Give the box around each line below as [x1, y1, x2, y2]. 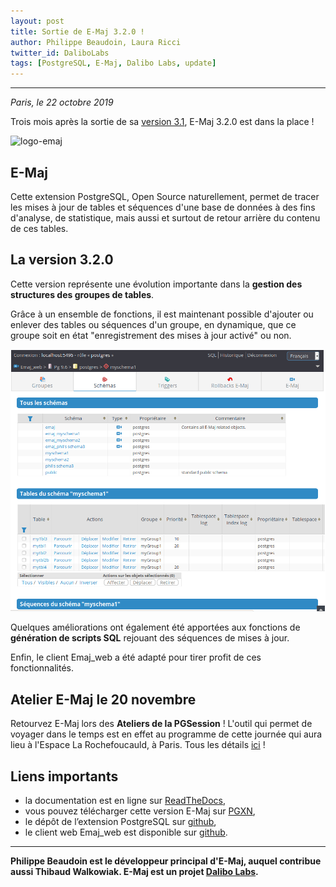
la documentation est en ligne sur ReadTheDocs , [24, 795, 227, 807]
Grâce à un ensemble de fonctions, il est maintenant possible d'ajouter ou [10, 308, 314, 320]
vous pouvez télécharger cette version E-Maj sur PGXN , [24, 805, 256, 817]
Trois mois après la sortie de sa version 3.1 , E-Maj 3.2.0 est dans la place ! [10, 116, 315, 128]
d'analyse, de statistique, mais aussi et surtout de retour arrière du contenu [10, 211, 321, 224]
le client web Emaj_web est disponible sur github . [24, 826, 228, 839]
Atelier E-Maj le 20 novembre [10, 691, 197, 708]
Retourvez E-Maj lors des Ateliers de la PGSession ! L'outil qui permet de [10, 718, 313, 730]
